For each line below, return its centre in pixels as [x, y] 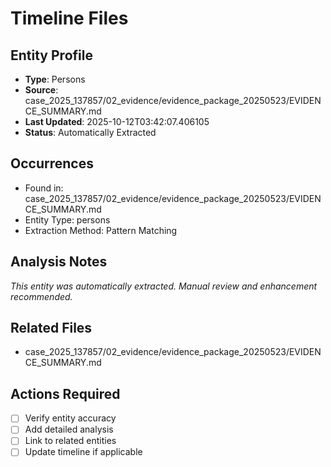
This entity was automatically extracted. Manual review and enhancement [164, 286]
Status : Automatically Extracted [90, 132]
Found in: [44, 188]
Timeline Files [69, 18]
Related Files [51, 328]
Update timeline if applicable [83, 452]
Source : [41, 90]
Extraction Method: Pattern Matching [101, 230]
